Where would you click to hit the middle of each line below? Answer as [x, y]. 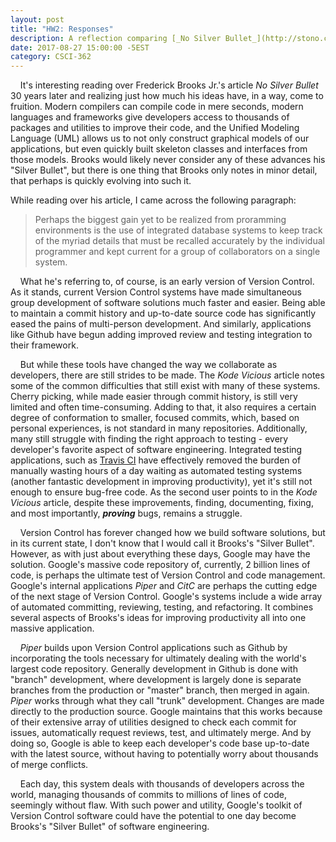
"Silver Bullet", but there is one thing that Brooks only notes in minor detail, [164, 170]
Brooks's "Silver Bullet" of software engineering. [110, 827]
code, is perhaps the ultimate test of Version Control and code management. [168, 575]
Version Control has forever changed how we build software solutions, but [172, 533]
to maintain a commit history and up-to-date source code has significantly [163, 313]
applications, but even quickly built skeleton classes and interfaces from [159, 149]
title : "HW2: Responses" [62, 29]
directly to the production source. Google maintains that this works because [166, 712]
